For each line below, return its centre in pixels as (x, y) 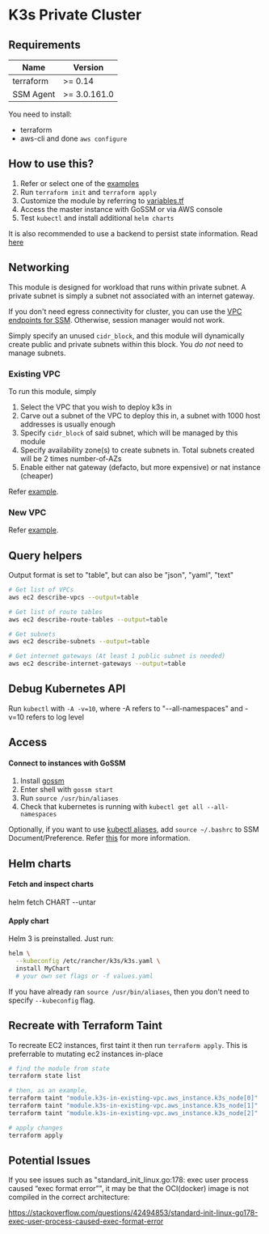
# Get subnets (32, 634)
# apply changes (36, 1128)
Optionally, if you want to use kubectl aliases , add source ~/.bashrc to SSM (134, 829)
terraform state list (45, 1076)
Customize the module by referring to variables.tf (102, 201)
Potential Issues (50, 1160)
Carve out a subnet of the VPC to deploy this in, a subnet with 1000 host (140, 415)
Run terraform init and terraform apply (88, 192)
